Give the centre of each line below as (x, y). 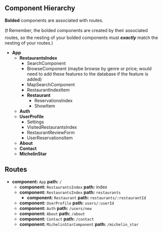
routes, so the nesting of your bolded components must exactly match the (81, 38)
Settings (35, 122)
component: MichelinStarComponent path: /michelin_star (79, 224)
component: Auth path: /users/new (55, 208)
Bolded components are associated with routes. (54, 20)
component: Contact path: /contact (57, 219)
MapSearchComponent (51, 84)
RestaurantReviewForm (51, 132)
